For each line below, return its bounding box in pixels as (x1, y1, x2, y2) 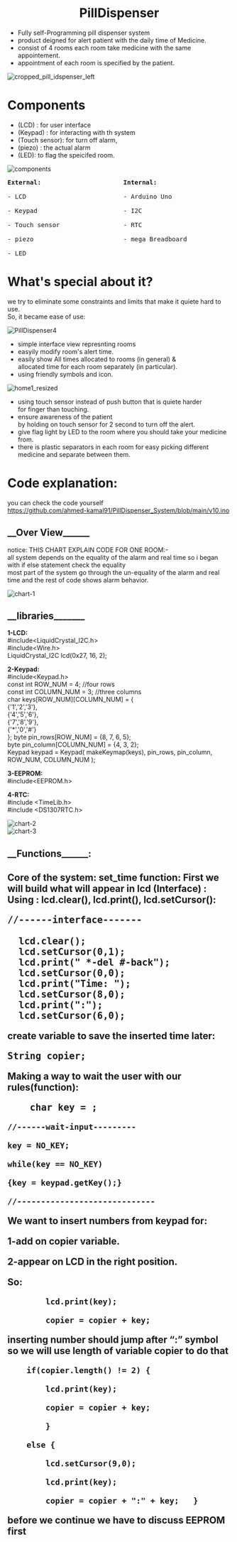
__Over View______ (7, 527, 90, 539)
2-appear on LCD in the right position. (7, 1256, 178, 1268)
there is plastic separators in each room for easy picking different (17, 442, 209, 451)
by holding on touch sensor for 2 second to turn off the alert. (17, 420, 196, 429)
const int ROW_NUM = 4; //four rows (7, 680, 115, 689)
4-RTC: (7, 791, 30, 799)
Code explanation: (7, 475, 118, 491)
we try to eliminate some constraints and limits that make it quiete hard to (7, 297, 221, 306)
